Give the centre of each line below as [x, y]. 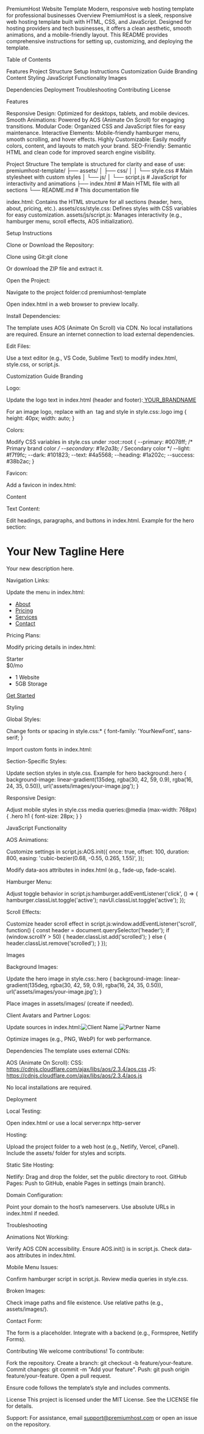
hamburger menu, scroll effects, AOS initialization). [70, 221]
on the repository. [29, 1424]
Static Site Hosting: [30, 1165]
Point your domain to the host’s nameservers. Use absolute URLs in [91, 1207]
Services [26, 617]
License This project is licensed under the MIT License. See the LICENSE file [102, 1399]
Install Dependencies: [33, 316]
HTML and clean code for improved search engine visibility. [81, 152]
